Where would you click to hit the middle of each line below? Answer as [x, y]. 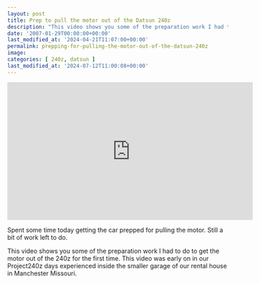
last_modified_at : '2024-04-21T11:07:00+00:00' [78, 40]
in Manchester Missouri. [42, 273]
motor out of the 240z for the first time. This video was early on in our [108, 258]
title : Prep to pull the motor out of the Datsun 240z [89, 20]
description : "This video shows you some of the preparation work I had [116, 27]
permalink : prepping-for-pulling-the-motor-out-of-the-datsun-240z [108, 46]
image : [17, 53]
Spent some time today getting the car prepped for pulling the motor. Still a [115, 230]
